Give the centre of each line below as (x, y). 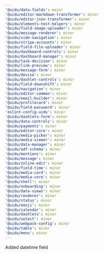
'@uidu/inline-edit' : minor (34, 163)
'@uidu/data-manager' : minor (35, 145)
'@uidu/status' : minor (29, 200)
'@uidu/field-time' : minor (33, 168)
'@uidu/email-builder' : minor (37, 98)
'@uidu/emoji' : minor (28, 205)
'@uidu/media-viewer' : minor (35, 140)
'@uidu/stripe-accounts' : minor (39, 42)
